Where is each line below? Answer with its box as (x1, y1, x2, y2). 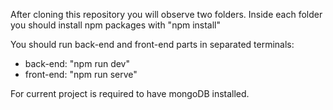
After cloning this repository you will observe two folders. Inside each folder (10, 9, 323, 20)
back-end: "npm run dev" (24, 58, 131, 69)
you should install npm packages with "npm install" (10, 19, 222, 31)
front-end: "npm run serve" (24, 69, 138, 80)
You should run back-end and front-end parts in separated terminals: (10, 39, 295, 50)
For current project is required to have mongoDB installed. (10, 88, 250, 99)
